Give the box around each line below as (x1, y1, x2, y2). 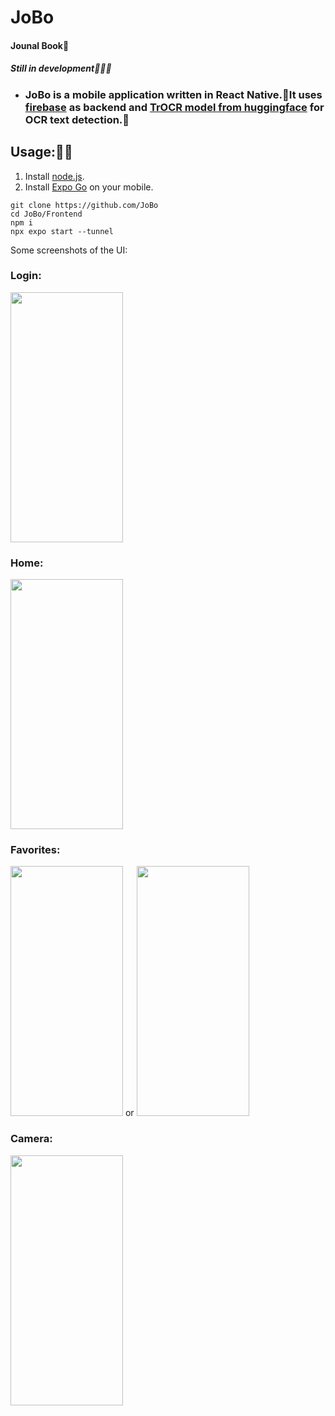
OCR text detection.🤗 (24, 112, 130, 126)
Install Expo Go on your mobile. (24, 181, 154, 193)
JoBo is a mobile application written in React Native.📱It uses (24, 87, 323, 101)
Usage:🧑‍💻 (10, 144, 73, 161)
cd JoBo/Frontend (10, 209, 83, 219)
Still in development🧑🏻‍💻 (10, 62, 112, 75)
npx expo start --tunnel (10, 226, 114, 236)
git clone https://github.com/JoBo (10, 200, 159, 210)
